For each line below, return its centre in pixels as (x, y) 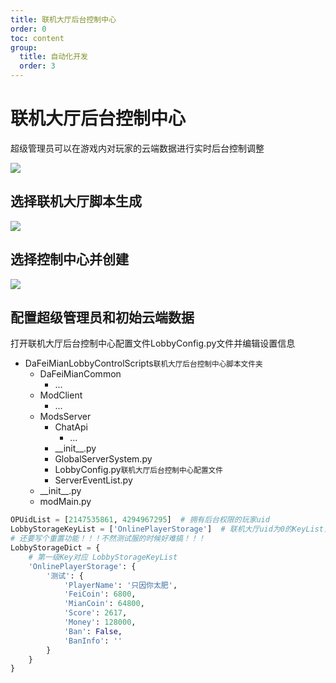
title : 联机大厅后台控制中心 (63, 19)
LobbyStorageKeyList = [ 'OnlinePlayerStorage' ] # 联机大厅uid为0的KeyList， (171, 529)
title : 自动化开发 (53, 57)
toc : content (37, 38)
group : (24, 47)
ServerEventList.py (93, 480)
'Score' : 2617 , (95, 613)
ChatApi (71, 427)
